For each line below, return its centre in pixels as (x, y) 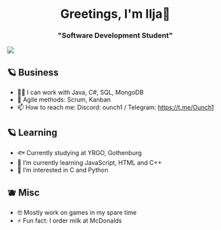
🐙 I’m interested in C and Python (62, 170)
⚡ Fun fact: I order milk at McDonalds (69, 220)
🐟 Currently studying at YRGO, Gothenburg (79, 153)
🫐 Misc (23, 193)
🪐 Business (33, 72)
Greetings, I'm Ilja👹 (115, 14)
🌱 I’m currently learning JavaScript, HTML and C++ (90, 163)
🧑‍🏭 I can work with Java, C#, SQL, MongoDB (80, 93)
